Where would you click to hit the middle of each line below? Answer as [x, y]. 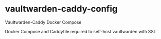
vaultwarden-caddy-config [61, 9]
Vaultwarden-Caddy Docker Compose [43, 22]
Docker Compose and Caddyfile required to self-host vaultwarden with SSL [81, 31]
